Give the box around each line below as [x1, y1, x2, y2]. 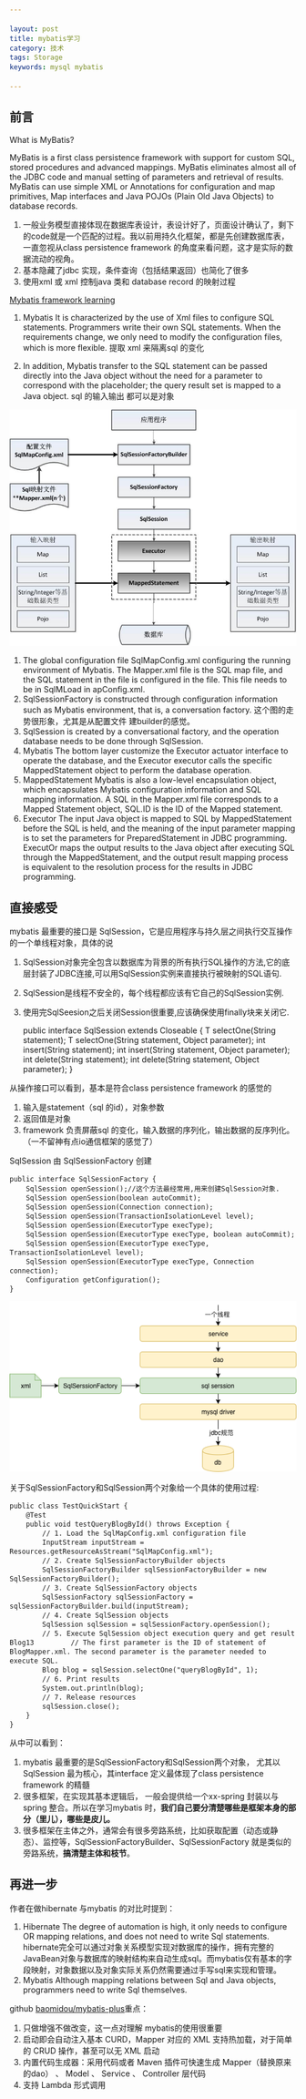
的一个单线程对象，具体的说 [9, 937, 114, 948]
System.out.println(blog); [42, 1684, 145, 1694]
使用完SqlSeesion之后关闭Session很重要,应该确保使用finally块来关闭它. [22, 1007, 290, 1018]
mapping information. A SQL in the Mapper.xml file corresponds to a [22, 794, 279, 805]
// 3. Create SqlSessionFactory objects [42, 1583, 198, 1593]
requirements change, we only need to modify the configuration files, [22, 331, 283, 342]
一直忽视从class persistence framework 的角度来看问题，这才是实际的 [22, 241, 286, 252]
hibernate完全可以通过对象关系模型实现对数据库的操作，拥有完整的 [22, 1941, 275, 1952]
